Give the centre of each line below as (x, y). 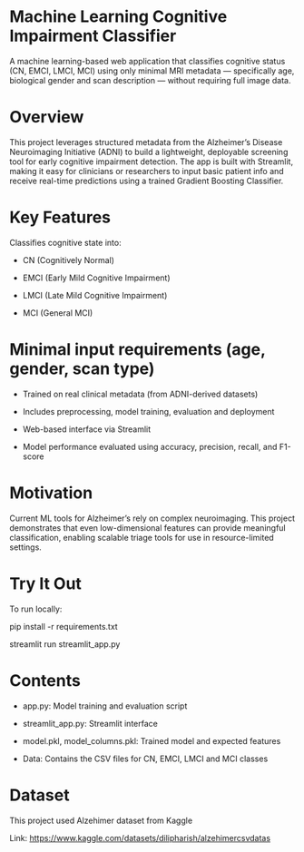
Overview (47, 118)
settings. (26, 547)
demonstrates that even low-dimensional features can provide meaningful (147, 527)
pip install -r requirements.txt (64, 626)
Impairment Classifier (93, 36)
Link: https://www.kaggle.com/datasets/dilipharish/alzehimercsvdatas (140, 837)
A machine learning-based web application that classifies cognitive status (147, 61)
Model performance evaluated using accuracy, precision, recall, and (150, 446)
